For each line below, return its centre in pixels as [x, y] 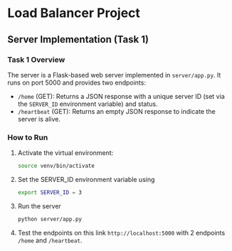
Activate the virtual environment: [65, 153]
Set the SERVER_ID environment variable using [86, 180]
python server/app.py [49, 219]
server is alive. [39, 119]
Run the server [39, 206]
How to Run [28, 137]
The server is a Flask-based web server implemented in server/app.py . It [114, 75]
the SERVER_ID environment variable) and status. [88, 104]
